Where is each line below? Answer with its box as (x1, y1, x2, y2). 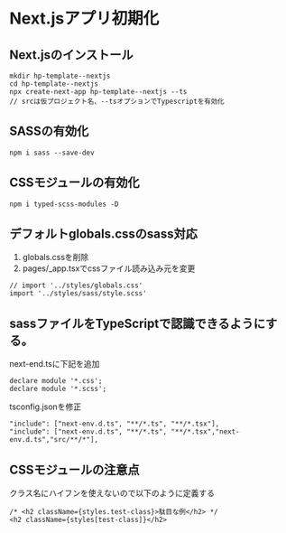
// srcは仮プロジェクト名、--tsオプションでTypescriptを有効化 (9, 97, 225, 106)
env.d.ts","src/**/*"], (9, 435, 99, 444)
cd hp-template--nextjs (9, 79, 99, 89)
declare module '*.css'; (9, 377, 103, 386)
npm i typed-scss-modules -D (9, 200, 119, 209)
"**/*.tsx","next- (171, 427, 241, 436)
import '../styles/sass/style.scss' (9, 289, 147, 298)
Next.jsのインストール (9, 47, 134, 62)
